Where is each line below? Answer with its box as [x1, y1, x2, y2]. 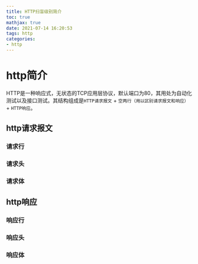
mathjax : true [6, 19, 41, 25]
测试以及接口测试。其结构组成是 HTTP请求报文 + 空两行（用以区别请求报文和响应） [6, 97, 189, 104]
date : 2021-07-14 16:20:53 [6, 25, 73, 31]
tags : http [6, 31, 33, 37]
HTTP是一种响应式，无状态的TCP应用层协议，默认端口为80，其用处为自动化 [6, 89, 192, 96]
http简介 [6, 69, 48, 83]
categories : [6, 36, 35, 42]
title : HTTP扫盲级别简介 [6, 8, 62, 15]
